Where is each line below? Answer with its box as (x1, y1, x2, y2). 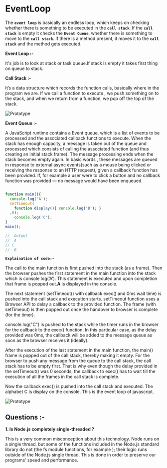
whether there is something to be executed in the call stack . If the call (5, 24, 153, 30)
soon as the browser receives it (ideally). (5, 337, 89, 343)
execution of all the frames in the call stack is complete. (5, 373, 120, 380)
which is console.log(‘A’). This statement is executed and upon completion (5, 275, 158, 281)
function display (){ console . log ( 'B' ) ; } (14, 205, 101, 210)
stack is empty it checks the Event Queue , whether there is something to (5, 30, 153, 36)
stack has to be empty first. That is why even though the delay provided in (5, 363, 158, 369)
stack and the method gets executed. (5, 40, 82, 46)
